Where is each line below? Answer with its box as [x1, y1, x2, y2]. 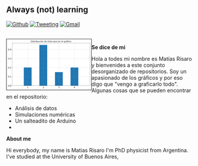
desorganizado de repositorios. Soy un [91, 68, 187, 75]
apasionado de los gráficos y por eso [91, 74, 183, 81]
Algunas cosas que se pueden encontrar [91, 86, 191, 94]
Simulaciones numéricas [14, 111, 76, 118]
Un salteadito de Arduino [14, 117, 76, 124]
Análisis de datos [14, 104, 57, 112]
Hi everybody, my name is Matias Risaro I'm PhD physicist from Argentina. [6, 146, 189, 154]
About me [6, 135, 32, 142]
